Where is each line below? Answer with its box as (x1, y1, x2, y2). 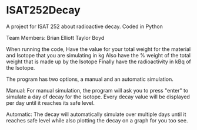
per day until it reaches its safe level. (6, 99, 95, 106)
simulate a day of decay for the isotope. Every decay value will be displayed (6, 93, 190, 100)
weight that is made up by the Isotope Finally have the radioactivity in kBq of (6, 58, 191, 65)
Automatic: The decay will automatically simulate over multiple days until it (6, 111, 186, 118)
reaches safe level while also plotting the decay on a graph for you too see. (6, 117, 188, 124)
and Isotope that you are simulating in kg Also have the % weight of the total (6, 52, 191, 59)
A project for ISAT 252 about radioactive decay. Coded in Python (6, 23, 163, 30)
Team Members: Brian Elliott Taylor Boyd (6, 34, 105, 41)
